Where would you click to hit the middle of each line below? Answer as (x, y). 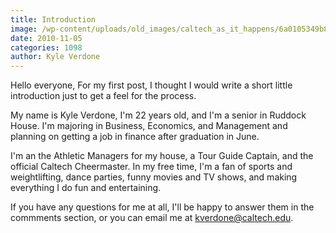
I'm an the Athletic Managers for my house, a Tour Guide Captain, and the (162, 156)
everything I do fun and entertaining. (86, 188)
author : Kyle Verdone (55, 57)
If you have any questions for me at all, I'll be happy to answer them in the (162, 207)
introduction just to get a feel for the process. (103, 96)
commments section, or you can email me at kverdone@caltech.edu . (152, 218)
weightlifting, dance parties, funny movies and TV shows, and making (154, 177)
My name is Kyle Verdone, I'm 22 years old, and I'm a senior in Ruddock (158, 115)
